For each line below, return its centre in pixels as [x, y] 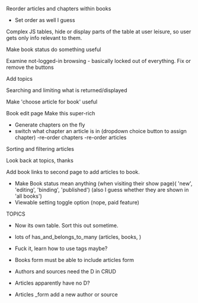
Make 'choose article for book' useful [52, 102]
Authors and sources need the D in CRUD [66, 272]
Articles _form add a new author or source [66, 294]
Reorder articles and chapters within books [59, 9]
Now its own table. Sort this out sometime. [66, 225]
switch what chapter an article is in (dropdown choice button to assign [100, 131]
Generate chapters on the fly [50, 125]
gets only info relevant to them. [44, 38]
